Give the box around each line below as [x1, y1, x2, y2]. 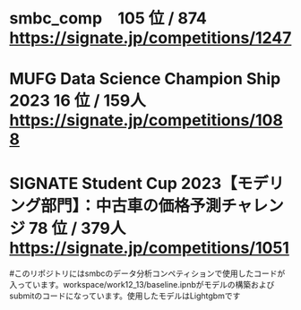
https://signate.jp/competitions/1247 [9, 28, 292, 48]
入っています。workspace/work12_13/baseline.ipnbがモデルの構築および [9, 280, 275, 290]
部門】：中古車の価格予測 [40, 195, 222, 216]
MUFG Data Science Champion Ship [9, 69, 281, 90]
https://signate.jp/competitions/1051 [9, 237, 289, 258]
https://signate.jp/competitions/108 [9, 110, 284, 131]
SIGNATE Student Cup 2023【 [9, 173, 237, 194]
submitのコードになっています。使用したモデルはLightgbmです [9, 290, 241, 301]
